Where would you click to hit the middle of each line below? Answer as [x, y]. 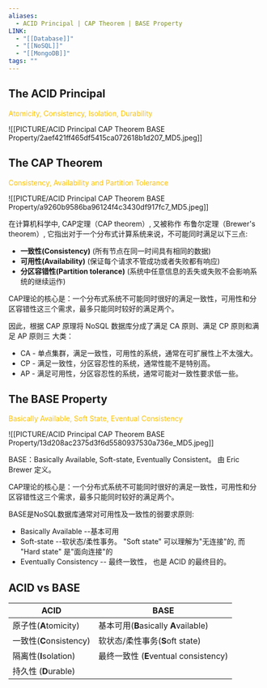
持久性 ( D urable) [44, 671]
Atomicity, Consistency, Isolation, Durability [81, 113]
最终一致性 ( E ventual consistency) [163, 656]
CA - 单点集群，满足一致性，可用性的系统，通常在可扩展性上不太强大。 [138, 353]
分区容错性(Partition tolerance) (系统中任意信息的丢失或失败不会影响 [135, 271]
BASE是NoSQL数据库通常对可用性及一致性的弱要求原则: [101, 514]
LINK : [17, 31]
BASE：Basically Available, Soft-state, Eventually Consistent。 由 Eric [124, 460]
